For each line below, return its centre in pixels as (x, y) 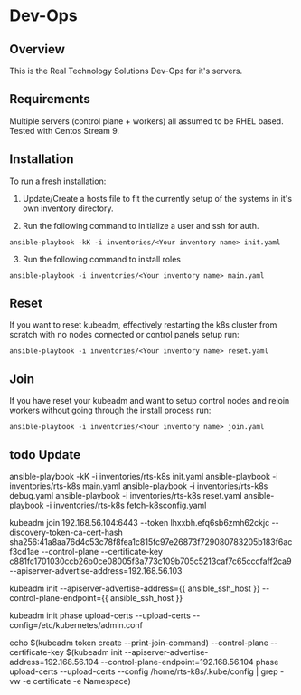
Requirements (50, 99)
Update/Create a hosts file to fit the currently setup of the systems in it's (157, 198)
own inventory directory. (68, 208)
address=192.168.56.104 (54, 662)
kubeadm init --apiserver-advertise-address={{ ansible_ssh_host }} (135, 588)
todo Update (45, 455)
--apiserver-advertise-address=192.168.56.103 (96, 571)
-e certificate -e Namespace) (76, 681)
